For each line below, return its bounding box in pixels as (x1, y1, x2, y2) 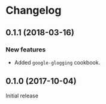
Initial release (5, 92, 38, 99)
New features (5, 45, 46, 54)
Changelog (5, 4, 62, 17)
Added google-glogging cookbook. (14, 59, 101, 66)
